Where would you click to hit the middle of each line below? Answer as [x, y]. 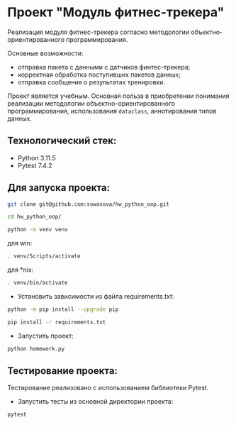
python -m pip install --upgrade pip [63, 309]
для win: [20, 243]
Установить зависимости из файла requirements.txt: [96, 296]
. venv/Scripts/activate [44, 256]
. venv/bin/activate [38, 283]
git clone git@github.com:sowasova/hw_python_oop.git [89, 204]
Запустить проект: [45, 336]
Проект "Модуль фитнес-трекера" [116, 12]
